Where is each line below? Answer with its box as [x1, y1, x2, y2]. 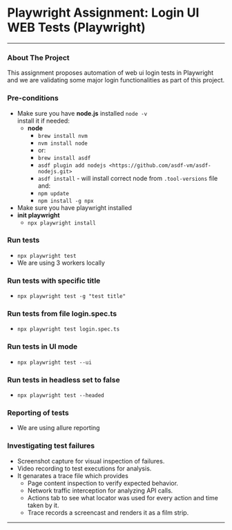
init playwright [17, 211, 60, 219]
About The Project [7, 53, 70, 62]
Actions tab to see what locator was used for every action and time [27, 493, 219, 502]
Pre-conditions [7, 94, 59, 103]
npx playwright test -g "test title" [17, 293, 126, 300]
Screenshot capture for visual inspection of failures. [17, 457, 165, 465]
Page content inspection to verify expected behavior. [27, 479, 178, 487]
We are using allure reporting [17, 424, 100, 432]
